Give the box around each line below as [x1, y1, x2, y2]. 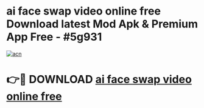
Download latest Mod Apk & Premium [6, 17, 198, 31]
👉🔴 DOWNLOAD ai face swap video [6, 73, 192, 86]
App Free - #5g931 [6, 30, 102, 44]
